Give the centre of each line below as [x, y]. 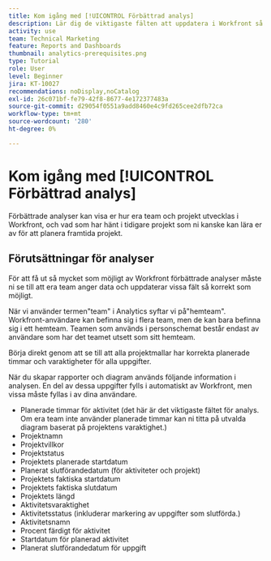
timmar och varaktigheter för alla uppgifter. [80, 361]
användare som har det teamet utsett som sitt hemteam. [102, 336]
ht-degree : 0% [32, 129]
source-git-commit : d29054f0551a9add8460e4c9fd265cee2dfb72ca [116, 106]
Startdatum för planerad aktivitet [74, 539]
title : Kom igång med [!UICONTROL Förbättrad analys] [101, 16]
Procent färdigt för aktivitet [65, 530]
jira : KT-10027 [34, 84]
